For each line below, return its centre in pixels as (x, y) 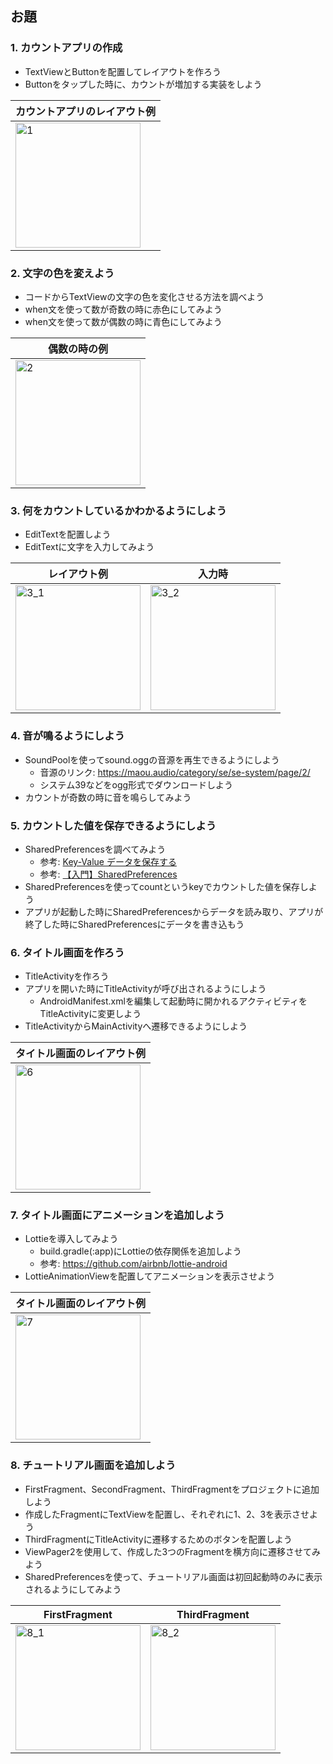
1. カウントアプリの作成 (66, 48)
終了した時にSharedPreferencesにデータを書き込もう (134, 924)
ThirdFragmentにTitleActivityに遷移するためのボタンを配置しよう (158, 1539)
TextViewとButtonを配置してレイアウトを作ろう (123, 71)
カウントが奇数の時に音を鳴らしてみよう (108, 797)
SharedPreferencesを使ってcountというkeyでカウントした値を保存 (162, 886)
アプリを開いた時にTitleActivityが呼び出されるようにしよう (145, 989)
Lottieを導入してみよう (71, 1239)
